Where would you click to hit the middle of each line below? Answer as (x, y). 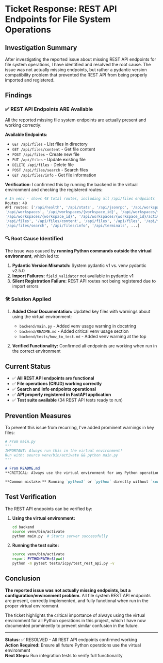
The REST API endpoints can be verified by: (49, 509)
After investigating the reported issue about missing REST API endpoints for (81, 59)
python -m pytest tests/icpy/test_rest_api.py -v (63, 564)
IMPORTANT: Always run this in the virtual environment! (64, 451)
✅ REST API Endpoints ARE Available (49, 109)
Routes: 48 (16, 203)
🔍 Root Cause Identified (34, 238)
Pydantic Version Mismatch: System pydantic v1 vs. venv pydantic (79, 265)
